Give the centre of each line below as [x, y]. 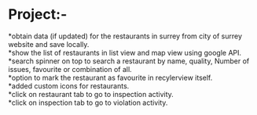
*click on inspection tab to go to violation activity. [88, 102]
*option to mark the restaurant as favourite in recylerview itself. [110, 77]
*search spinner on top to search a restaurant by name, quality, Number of [129, 61]
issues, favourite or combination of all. [70, 69]
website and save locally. [49, 44]
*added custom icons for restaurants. [69, 86]
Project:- [38, 14]
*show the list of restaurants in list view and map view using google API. [125, 52]
